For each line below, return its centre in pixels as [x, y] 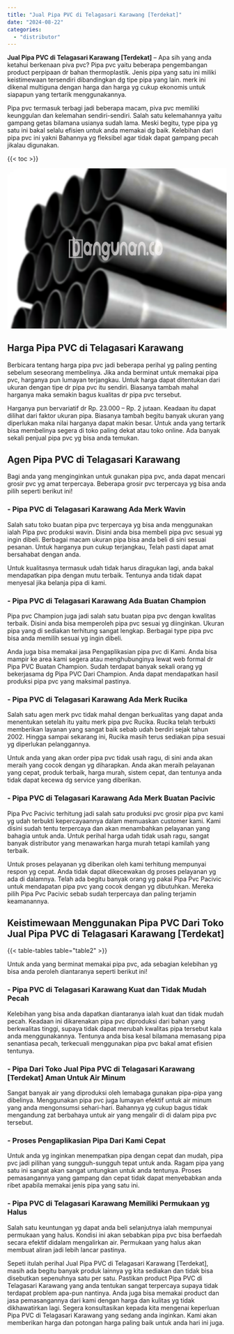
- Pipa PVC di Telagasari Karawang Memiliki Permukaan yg [109, 1203]
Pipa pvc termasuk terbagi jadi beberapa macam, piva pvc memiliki [103, 108]
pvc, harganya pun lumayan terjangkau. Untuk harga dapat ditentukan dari [114, 380]
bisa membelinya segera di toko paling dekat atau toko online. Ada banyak [114, 430]
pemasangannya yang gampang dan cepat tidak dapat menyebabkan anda [115, 1178]
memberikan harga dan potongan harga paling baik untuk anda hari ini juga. [116, 1322]
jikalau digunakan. [33, 145]
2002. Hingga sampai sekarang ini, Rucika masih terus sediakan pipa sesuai [116, 737]
